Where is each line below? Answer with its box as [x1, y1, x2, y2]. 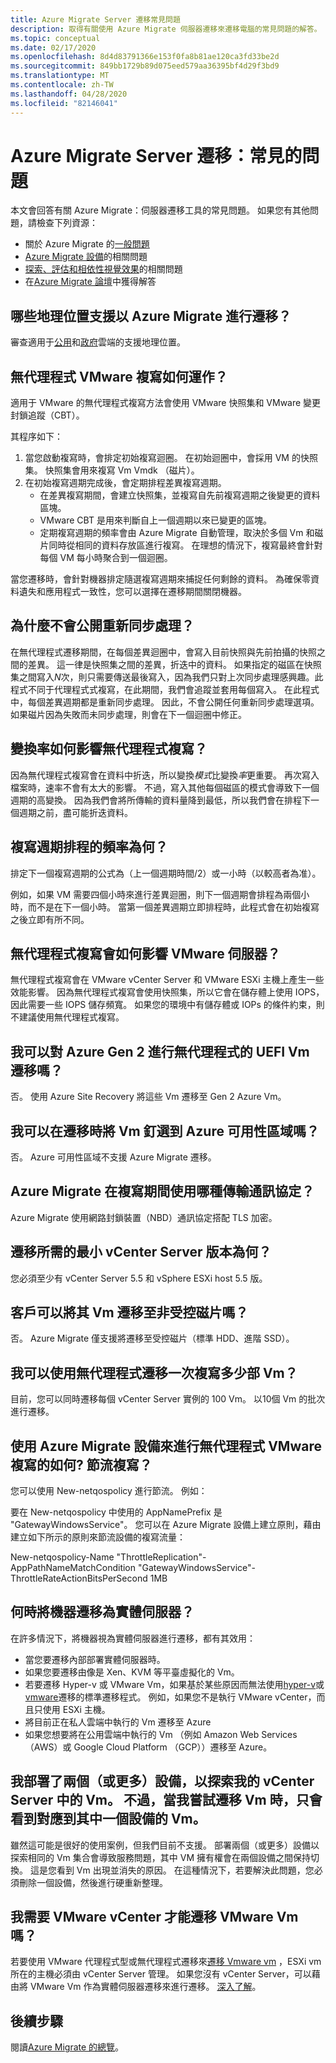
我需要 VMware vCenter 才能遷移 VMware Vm [10, 1909, 299, 1926]
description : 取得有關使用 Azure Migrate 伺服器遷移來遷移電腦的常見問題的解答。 [10, 24, 322, 34]
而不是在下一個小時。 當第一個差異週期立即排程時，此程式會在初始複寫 [27, 901, 320, 913]
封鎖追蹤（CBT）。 [10, 409, 85, 421]
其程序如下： [10, 431, 63, 443]
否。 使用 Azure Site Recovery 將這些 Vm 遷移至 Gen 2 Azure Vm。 [10, 1091, 287, 1103]
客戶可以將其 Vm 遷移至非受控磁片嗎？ [10, 1304, 249, 1321]
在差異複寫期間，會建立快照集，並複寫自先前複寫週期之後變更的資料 [39, 489, 321, 501]
